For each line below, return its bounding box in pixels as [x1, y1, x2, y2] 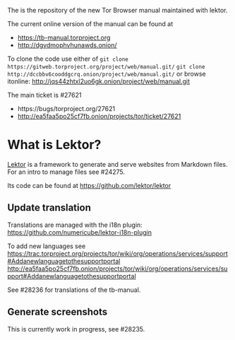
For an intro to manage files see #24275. [7, 168, 126, 176]
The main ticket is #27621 [7, 91, 82, 99]
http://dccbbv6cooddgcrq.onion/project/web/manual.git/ [7, 71, 175, 78]
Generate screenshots [7, 306, 108, 318]
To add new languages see [7, 242, 86, 250]
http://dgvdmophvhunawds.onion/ [17, 41, 118, 49]
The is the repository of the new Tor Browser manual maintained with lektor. [7, 6, 228, 14]
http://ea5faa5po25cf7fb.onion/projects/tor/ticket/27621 [17, 112, 181, 120]
